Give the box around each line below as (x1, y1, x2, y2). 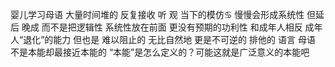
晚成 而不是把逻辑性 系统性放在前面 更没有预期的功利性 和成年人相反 (21, 21, 303, 33)
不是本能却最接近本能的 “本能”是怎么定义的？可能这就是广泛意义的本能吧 (10, 46, 310, 58)
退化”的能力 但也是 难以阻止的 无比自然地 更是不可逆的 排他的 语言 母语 (23, 34, 316, 45)
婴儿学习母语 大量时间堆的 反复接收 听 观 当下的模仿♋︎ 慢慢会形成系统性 (10, 9, 305, 20)
